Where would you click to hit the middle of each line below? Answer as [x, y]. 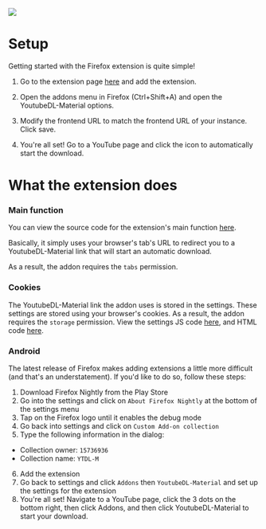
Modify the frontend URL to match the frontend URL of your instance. [133, 120]
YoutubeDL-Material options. [66, 105]
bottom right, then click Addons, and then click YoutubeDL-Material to [134, 508]
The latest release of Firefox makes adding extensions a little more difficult [131, 368]
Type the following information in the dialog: [92, 435]
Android [24, 351]
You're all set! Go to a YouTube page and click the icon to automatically [136, 144]
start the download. [52, 153]
